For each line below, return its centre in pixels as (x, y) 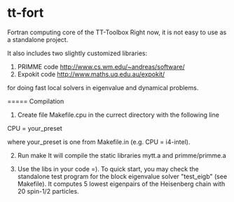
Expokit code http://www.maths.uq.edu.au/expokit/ (91, 74)
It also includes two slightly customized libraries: (77, 53)
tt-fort (26, 13)
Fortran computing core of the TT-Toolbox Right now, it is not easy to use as (117, 32)
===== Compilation (36, 101)
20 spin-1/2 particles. (48, 191)
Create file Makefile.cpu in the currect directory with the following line (118, 115)
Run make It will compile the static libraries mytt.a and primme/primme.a (122, 155)
